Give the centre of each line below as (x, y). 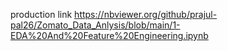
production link (41, 14)
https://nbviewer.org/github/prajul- (146, 14)
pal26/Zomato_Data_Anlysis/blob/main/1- (95, 25)
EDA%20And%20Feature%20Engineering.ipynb (109, 35)
